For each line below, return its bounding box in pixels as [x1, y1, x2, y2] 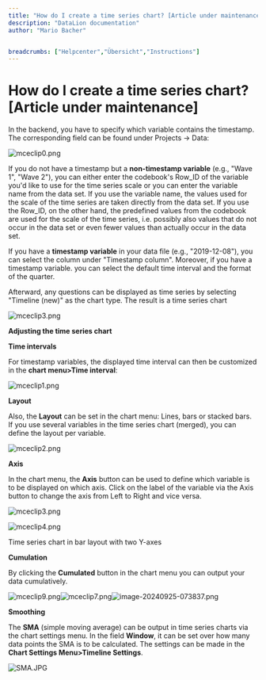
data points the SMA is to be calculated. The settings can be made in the [8, 640, 245, 649]
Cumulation [8, 552, 47, 563]
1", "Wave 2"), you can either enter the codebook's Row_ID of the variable [8, 172, 249, 182]
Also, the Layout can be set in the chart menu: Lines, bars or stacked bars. [8, 411, 252, 421]
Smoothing [8, 607, 46, 617]
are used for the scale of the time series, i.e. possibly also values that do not [8, 215, 257, 224]
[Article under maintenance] [8, 98, 199, 117]
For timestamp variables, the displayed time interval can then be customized [8, 357, 257, 367]
